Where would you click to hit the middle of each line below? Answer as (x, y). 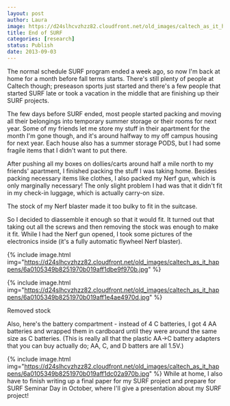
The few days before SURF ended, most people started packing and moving (114, 113)
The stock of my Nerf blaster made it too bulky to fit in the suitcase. (102, 206)
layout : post (26, 13)
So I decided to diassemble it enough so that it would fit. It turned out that (111, 219)
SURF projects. (28, 100)
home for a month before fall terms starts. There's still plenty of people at (111, 78)
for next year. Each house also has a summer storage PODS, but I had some (114, 143)
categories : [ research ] (41, 39)
